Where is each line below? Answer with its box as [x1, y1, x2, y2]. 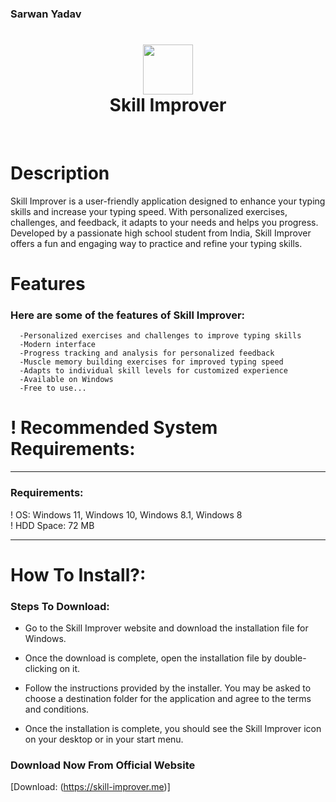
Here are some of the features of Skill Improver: [10, 308, 246, 322]
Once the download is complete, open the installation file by [24, 652, 272, 664]
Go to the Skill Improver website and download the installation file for [24, 622, 309, 634]
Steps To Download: [10, 599, 110, 613]
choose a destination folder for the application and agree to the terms [24, 693, 312, 704]
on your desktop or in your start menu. [24, 733, 184, 745]
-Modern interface [19, 340, 97, 350]
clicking [24, 663, 58, 674]
